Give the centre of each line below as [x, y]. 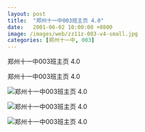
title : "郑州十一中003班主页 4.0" [56, 21]
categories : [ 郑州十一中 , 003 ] [51, 40]
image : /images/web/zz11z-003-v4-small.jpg [73, 34]
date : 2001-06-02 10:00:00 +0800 [60, 27]
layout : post [27, 14]
